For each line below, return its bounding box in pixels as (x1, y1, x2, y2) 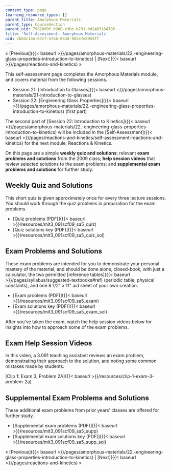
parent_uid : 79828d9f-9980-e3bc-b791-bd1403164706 (5, 27, 115, 32)
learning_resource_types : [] (5, 12, 67, 17)
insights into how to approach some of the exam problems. (5, 324, 129, 330)
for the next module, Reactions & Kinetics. (24, 140, 113, 146)
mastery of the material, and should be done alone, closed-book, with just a (5, 266, 165, 272)
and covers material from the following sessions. (5, 76, 108, 83)
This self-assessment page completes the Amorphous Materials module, (5, 71, 158, 77)
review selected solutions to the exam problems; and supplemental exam (5, 161, 160, 167)
